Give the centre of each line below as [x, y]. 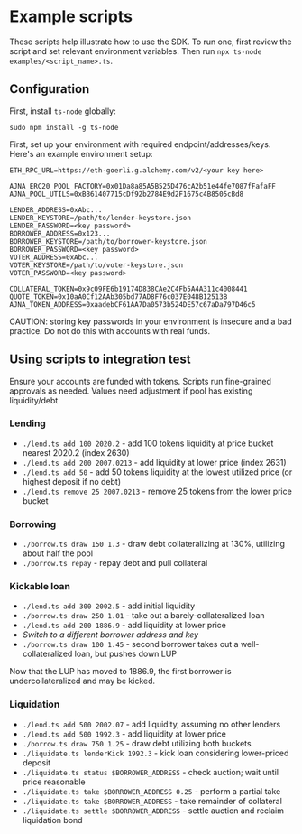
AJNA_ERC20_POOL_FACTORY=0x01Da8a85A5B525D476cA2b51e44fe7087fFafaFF [143, 186]
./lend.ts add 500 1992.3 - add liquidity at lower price [124, 734]
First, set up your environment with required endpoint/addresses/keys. [140, 144]
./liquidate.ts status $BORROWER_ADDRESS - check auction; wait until [151, 772]
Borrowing [33, 524]
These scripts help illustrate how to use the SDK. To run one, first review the [151, 42]
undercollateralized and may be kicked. [82, 681]
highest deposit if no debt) [72, 481]
